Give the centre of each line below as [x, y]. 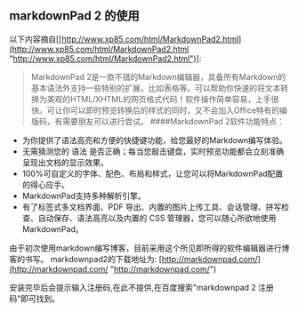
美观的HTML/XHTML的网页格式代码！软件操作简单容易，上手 [159, 99]
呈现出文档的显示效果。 [65, 162]
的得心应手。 [45, 184]
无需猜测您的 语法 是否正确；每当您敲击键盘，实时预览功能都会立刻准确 [153, 151]
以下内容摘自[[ [36, 39]
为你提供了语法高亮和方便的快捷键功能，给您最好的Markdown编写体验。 [154, 140]
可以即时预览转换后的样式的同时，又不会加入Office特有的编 [178, 110]
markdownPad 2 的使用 [74, 16]
